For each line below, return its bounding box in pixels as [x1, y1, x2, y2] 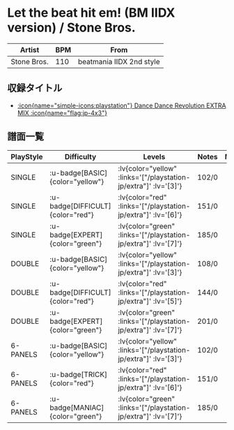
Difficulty [64, 151, 97, 161]
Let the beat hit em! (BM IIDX [7, 5, 175, 21]
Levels [143, 151, 166, 161]
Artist [19, 45, 40, 54]
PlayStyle [10, 151, 43, 161]
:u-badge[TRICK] [49, 369, 108, 379]
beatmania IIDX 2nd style [77, 57, 160, 66]
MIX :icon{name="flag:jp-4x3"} [17, 108, 108, 117]
